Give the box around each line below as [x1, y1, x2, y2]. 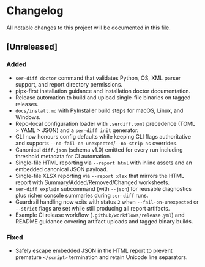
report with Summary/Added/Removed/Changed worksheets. [15, 179, 170, 186]
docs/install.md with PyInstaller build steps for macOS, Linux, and [15, 107, 184, 114]
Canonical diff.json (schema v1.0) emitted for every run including [15, 145, 183, 153]
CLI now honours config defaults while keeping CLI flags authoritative [15, 133, 192, 140]
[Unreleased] [6, 42, 58, 52]
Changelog [6, 4, 64, 18]
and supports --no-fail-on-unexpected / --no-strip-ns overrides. [15, 139, 178, 147]
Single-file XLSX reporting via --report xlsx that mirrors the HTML [15, 172, 185, 179]
